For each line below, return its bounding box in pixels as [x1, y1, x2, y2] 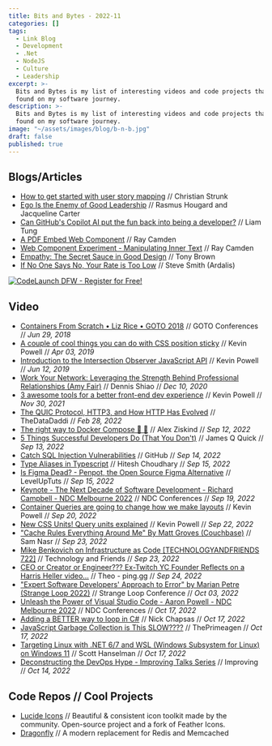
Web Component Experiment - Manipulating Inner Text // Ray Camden [19, 243, 254, 253]
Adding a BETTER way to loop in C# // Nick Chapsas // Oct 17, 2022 [19, 614, 245, 624]
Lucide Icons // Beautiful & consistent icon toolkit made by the [19, 710, 227, 720]
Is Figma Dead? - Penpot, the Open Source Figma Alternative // [19, 468, 232, 478]
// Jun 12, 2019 [19, 364, 70, 374]
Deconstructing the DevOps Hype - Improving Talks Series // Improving [19, 658, 259, 667]
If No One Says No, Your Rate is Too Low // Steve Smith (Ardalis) [19, 260, 236, 270]
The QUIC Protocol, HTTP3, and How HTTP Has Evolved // [19, 407, 216, 418]
